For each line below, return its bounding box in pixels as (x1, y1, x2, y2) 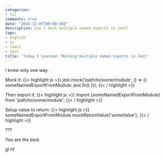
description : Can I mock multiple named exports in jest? (5, 26, 129, 31)
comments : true (5, 16, 37, 21)
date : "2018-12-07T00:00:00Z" (5, 21, 69, 26)
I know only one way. (5, 67, 49, 73)
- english (5, 35, 26, 40)
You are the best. (5, 137, 41, 143)
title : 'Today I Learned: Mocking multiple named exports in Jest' (5, 53, 149, 59)
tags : (5, 30, 17, 35)
